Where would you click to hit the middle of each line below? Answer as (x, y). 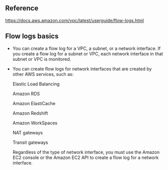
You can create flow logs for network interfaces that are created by (82, 69)
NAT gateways (27, 132)
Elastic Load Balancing (36, 84)
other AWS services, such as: (43, 74)
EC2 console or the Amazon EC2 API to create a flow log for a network (86, 157)
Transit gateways (30, 142)
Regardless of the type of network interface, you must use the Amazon (86, 152)
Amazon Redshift (30, 113)
